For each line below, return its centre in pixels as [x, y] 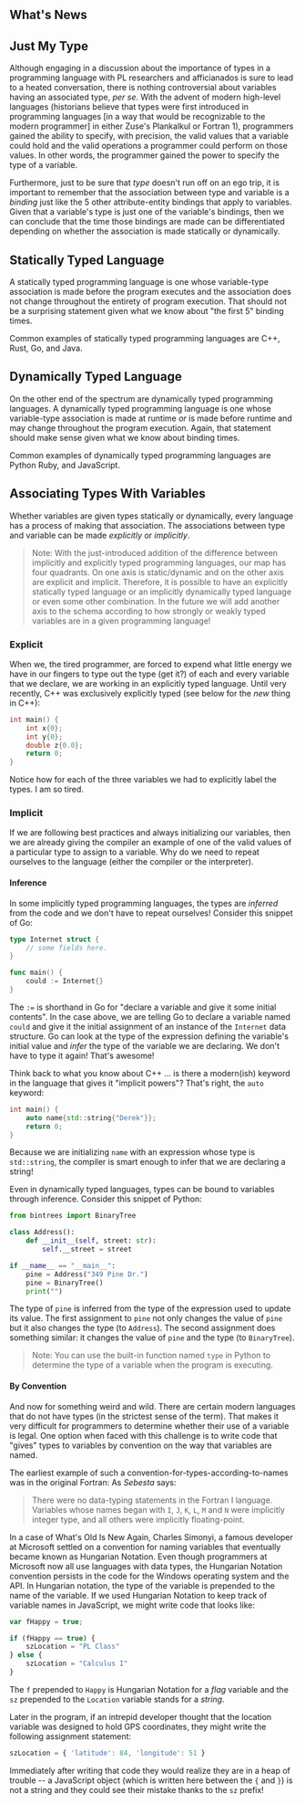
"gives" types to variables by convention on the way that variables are [141, 1445]
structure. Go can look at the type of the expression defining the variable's [149, 1036]
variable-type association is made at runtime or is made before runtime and [151, 418]
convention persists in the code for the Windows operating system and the [149, 1576]
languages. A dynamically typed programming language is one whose [140, 408]
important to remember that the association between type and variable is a [149, 193]
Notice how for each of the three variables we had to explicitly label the [143, 780]
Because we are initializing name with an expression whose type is [132, 1152]
